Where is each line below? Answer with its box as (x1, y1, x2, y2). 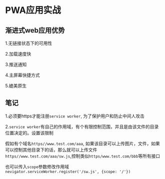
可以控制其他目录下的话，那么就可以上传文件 (5, 146, 97, 152)
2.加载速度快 (5, 51, 31, 56)
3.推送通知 (5, 61, 27, 67)
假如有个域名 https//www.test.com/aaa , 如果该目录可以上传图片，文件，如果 (5, 140, 160, 146)
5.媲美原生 (5, 83, 26, 88)
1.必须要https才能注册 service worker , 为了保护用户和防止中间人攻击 (5, 113, 145, 119)
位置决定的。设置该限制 (5, 129, 53, 135)
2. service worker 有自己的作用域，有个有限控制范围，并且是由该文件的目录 (5, 123, 159, 129)
